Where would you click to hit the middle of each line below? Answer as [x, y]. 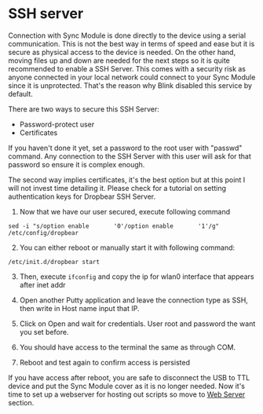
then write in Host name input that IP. [79, 308]
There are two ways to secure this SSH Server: [84, 109]
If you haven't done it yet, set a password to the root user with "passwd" [125, 148]
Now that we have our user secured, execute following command [125, 211]
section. [21, 402]
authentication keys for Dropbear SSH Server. [82, 196]
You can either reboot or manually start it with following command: [127, 247]
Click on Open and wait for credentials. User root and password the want [137, 324]
